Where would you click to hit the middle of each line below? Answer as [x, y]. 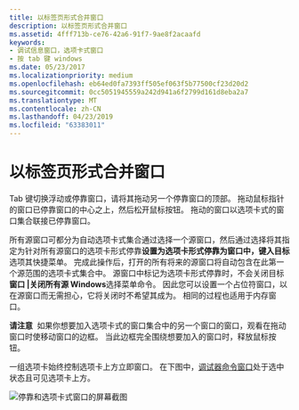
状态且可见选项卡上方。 [52, 377]
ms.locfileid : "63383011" [57, 126]
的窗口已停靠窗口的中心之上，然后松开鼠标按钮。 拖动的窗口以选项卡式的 [143, 209]
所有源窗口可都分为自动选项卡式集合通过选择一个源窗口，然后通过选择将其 [145, 239]
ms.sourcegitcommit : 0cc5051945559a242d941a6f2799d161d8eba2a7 [129, 92]
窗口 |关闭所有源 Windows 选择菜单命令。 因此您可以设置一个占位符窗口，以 [148, 284]
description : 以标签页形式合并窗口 [68, 26]
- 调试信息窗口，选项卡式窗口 [57, 51]
